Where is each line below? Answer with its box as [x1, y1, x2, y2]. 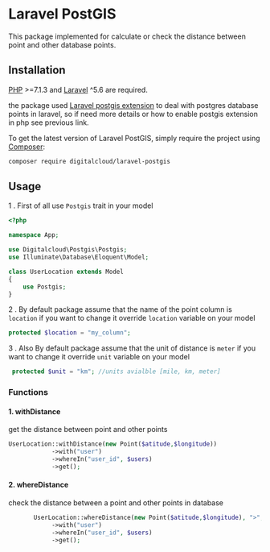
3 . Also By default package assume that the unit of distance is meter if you [8, 343, 256, 353]
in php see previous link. [8, 118, 90, 127]
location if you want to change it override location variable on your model [8, 313, 256, 323]
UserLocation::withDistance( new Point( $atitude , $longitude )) [8, 440, 218, 448]
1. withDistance [8, 406, 61, 416]
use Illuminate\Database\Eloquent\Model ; [8, 253, 149, 262]
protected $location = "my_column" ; [8, 329, 131, 337]
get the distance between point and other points [8, 425, 168, 434]
